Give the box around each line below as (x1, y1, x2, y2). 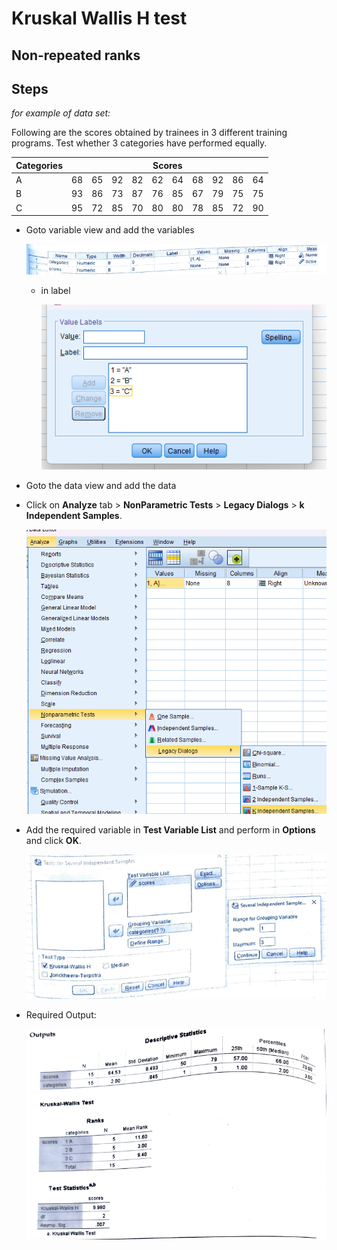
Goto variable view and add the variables (25, 224, 195, 236)
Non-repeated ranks (11, 47, 141, 64)
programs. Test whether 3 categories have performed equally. (11, 137, 268, 149)
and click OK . (25, 835, 82, 847)
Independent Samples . (25, 509, 123, 521)
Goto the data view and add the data (25, 479, 177, 491)
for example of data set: (11, 107, 111, 119)
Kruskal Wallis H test (11, 7, 188, 30)
